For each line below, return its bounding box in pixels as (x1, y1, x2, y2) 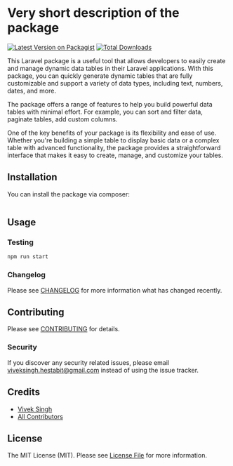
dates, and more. (7, 86, 56, 95)
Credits (7, 386, 41, 398)
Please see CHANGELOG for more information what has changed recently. (7, 286, 222, 294)
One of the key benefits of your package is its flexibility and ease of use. (7, 128, 217, 137)
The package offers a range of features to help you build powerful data (7, 100, 213, 108)
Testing (7, 237, 34, 247)
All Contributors (17, 412, 63, 420)
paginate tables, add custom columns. (7, 114, 118, 124)
